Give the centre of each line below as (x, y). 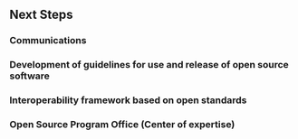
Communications (48, 41)
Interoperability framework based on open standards (128, 100)
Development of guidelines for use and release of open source (149, 65)
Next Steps (41, 15)
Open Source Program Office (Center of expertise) (122, 125)
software (29, 76)
